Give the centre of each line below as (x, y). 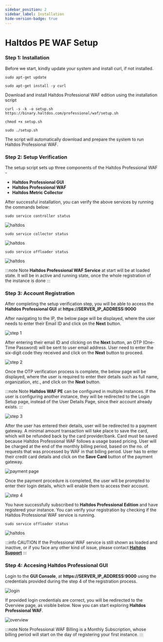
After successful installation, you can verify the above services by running (79, 202)
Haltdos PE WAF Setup (52, 43)
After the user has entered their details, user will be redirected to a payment (81, 426)
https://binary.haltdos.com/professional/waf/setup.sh (62, 113)
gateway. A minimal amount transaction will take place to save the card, (77, 431)
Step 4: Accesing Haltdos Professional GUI (56, 566)
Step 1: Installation (27, 58)
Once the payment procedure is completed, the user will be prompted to (77, 481)
